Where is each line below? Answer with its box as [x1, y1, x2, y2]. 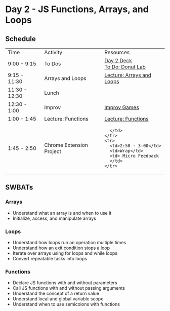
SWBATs [5, 183, 33, 192]
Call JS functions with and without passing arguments [12, 285, 125, 291]
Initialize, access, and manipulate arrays [12, 215, 96, 221]
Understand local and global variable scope [12, 296, 104, 302]
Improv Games [104, 104, 139, 111]
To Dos [44, 60, 61, 67]
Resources [104, 49, 130, 56]
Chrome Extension [44, 142, 89, 148]
